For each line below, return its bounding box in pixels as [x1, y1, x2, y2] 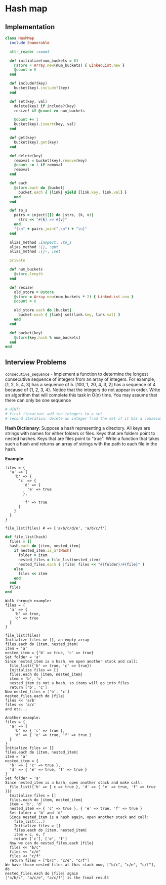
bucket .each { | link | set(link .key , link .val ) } [18, 312, 121, 317]
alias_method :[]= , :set [9, 249, 61, 254]
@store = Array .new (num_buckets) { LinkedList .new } [14, 63, 125, 68]
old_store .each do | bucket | [14, 308, 72, 313]
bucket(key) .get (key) [14, 139, 58, 145]
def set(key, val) [9, 99, 48, 104]
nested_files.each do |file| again [5, 871, 79, 876]
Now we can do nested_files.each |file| [9, 841, 94, 846]
